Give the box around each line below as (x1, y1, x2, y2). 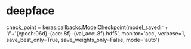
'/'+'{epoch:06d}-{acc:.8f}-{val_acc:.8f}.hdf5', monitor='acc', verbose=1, (6, 30, 186, 37)
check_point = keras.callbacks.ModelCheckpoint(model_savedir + (6, 24, 169, 31)
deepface (6, 4, 55, 18)
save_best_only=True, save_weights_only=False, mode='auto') (6, 36, 160, 43)
